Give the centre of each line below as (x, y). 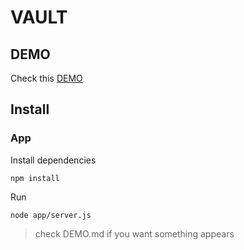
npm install (35, 178)
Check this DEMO (46, 78)
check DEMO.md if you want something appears (134, 233)
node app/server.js (51, 215)
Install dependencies (53, 160)
